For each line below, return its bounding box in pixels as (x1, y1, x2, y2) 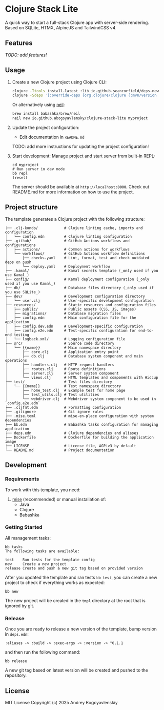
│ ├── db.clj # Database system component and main (5, 354, 143, 358)
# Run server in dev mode (12, 167, 65, 172)
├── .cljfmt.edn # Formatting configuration (5, 405, 121, 410)
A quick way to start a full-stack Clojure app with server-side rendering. (5, 20, 149, 25)
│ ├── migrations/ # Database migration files (5, 311, 121, 316)
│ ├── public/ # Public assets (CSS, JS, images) (5, 307, 137, 312)
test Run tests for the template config (5, 557, 95, 562)
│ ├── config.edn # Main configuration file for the (5, 315, 137, 320)
